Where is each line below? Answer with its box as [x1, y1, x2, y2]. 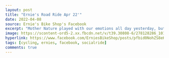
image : [5, 31, 19, 36]
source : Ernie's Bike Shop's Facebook [5, 21, 87, 27]
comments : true [5, 45, 37, 50]
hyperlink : [5, 36, 28, 41]
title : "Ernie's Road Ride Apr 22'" [5, 12, 82, 17]
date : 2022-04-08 [5, 17, 42, 22]
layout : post [5, 7, 33, 13]
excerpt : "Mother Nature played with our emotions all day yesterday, [5, 26, 156, 31]
